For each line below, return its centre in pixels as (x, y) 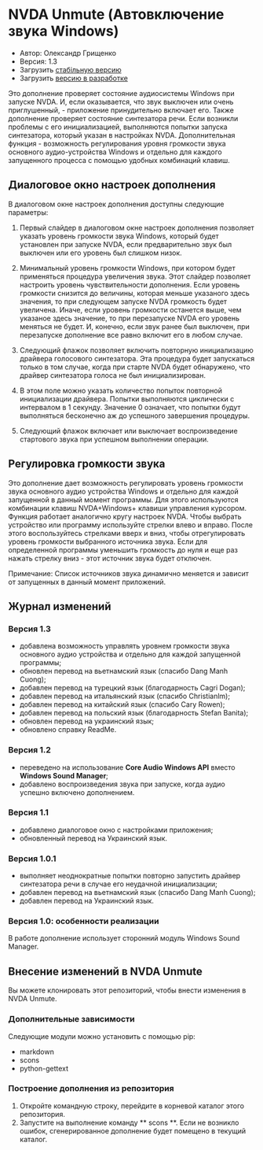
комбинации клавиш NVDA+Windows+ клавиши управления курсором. (128, 508)
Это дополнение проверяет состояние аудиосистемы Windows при (121, 93)
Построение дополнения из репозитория (91, 1089)
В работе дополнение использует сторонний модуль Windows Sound (124, 938)
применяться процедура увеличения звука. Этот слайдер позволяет (135, 276)
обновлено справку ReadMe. (68, 730)
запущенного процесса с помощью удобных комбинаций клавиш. (119, 160)
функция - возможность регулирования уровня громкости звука (117, 143)
